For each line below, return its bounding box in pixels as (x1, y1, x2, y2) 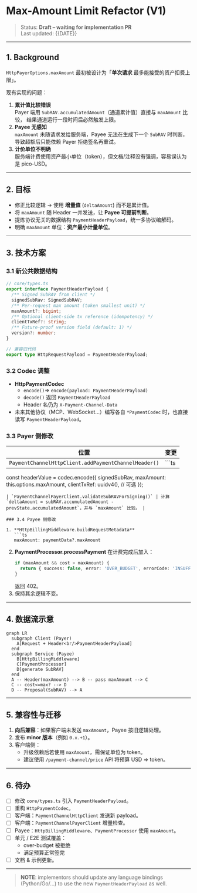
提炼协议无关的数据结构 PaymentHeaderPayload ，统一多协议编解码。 (14, 216, 177, 223)
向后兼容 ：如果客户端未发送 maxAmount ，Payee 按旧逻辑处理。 (14, 726, 164, 734)
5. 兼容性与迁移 (6, 710, 62, 720)
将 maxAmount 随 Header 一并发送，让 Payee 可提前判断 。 (14, 209, 152, 216)
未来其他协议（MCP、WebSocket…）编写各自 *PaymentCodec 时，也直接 (14, 408, 188, 415)
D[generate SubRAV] (16, 666, 64, 672)
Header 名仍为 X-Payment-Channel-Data (23, 401, 118, 408)
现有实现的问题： (6, 88, 47, 95)
